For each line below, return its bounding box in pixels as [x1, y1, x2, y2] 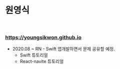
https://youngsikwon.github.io [5, 33, 81, 40]
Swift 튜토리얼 [19, 52, 48, 58]
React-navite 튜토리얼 [19, 58, 64, 64]
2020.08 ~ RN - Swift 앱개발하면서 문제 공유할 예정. [12, 46, 115, 52]
